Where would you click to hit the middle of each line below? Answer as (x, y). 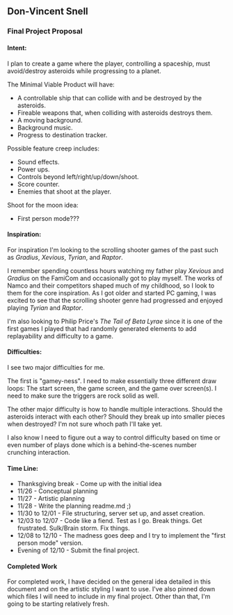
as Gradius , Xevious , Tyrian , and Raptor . (65, 257)
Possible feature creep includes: (53, 148)
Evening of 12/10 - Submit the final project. (78, 550)
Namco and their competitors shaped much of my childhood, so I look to (111, 286)
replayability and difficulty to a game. (60, 336)
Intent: (17, 47)
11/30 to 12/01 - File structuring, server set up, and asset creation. (111, 513)
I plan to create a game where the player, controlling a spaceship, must (109, 63)
